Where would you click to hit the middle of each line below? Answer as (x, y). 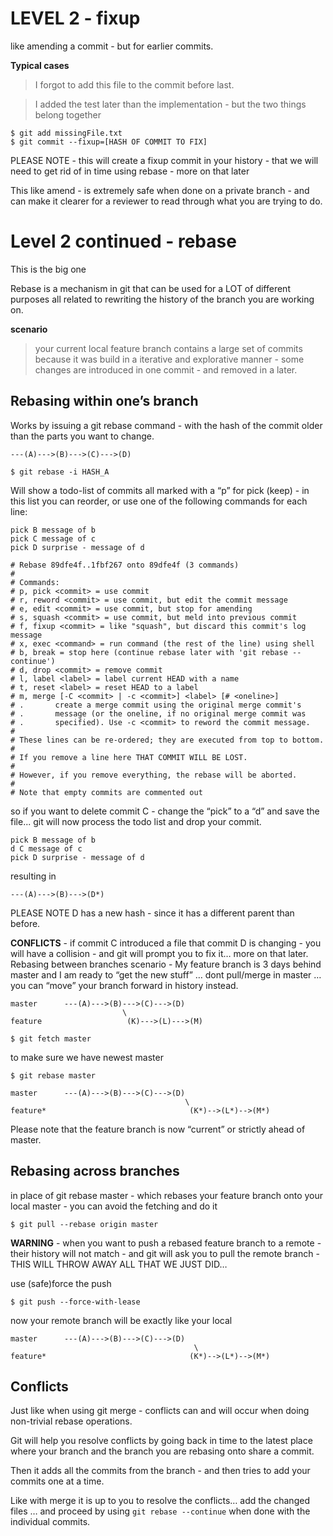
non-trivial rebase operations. (71, 1421)
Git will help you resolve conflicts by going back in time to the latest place (161, 1441)
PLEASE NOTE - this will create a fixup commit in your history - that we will (164, 160)
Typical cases (40, 65)
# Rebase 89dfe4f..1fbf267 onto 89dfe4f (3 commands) (125, 565)
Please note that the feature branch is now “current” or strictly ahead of (158, 1129)
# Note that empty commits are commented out (106, 792)
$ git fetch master (51, 1038)
